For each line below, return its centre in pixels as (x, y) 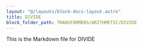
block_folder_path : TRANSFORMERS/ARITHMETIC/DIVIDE (71, 22)
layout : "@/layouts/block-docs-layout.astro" (63, 11)
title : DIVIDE (24, 17)
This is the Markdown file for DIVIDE (51, 39)
